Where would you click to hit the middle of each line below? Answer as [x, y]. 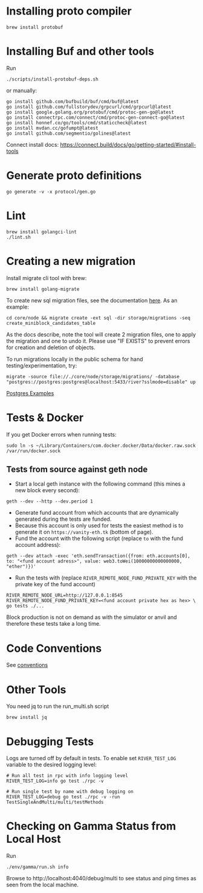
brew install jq [27, 717]
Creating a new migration [71, 261]
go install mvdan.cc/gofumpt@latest [52, 128]
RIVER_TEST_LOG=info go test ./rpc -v [55, 781]
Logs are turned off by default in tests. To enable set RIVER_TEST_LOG [91, 758]
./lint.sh [19, 237]
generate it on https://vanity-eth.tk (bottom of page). [84, 532]
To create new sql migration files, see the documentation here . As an [92, 300]
